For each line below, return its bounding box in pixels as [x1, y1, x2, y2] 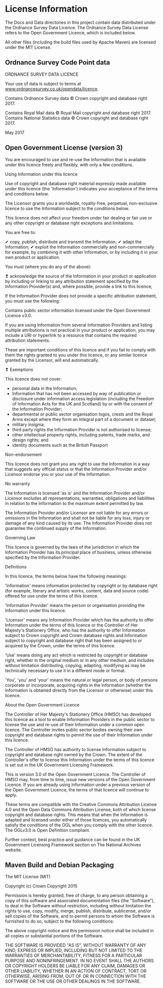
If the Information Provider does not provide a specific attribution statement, [5, 293, 157, 299]
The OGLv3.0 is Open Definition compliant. [5, 827, 91, 833]
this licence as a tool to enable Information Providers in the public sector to [5, 716, 155, 722]
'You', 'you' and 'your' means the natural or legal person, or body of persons [5, 677, 158, 683]
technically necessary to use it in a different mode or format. [5, 668, 126, 673]
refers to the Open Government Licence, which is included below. [5, 30, 136, 35]
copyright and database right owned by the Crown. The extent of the [5, 752, 143, 757]
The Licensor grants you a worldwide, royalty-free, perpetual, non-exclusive [5, 200, 158, 206]
